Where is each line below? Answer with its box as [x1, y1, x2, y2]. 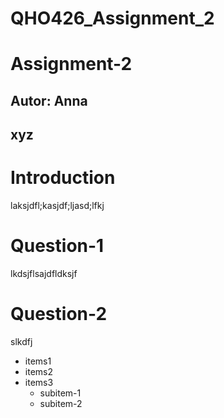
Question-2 [10, 303, 108, 326]
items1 [24, 355, 52, 367]
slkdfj [10, 335, 33, 347]
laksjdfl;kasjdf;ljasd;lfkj [10, 200, 105, 212]
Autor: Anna [10, 92, 88, 109]
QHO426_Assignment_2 [10, 7, 215, 30]
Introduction [10, 167, 116, 189]
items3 [24, 376, 54, 388]
